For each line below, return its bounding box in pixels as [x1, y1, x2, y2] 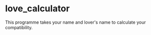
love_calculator [5, 3, 70, 14]
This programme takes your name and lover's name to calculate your [5, 19, 146, 25]
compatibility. [5, 24, 33, 30]
